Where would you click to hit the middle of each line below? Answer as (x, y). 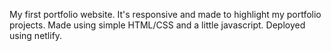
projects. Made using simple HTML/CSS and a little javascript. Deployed (157, 25)
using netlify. (36, 35)
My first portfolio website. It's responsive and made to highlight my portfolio (165, 14)
